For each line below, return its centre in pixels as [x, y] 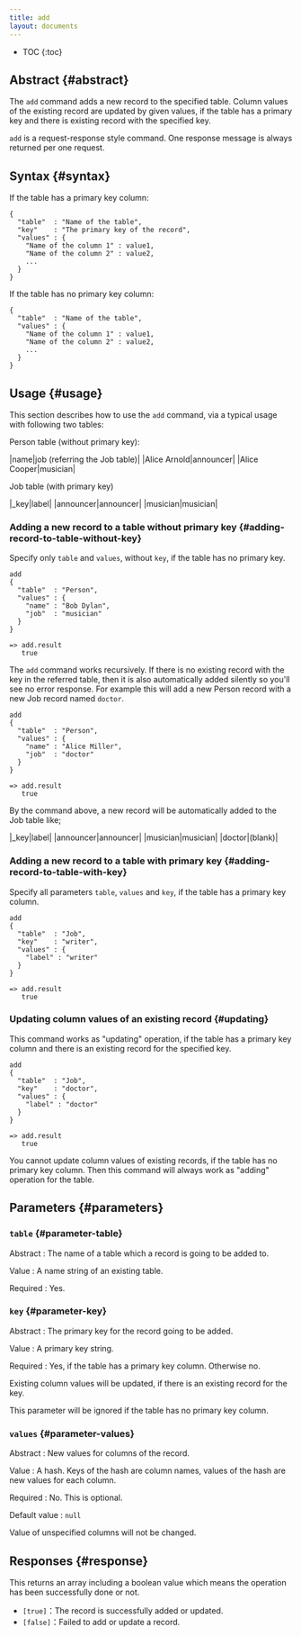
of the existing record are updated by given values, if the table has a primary [151, 111]
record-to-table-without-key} [75, 538]
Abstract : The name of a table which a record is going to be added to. [139, 1253]
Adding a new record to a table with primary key [116, 861]
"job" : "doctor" [60, 755]
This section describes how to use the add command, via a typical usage [143, 414]
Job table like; [35, 820]
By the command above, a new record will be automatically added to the [143, 810]
